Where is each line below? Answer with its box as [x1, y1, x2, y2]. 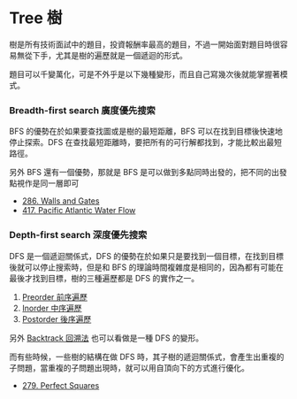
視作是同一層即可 [16, 178, 80, 188]
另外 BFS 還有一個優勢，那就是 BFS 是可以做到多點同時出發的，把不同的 [9, 167, 272, 178]
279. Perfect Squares [21, 380, 100, 390]
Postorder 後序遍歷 [21, 313, 92, 324]
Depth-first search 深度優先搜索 [9, 229, 148, 242]
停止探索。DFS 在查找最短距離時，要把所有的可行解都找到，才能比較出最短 [9, 137, 283, 148]
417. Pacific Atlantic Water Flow [21, 205, 136, 216]
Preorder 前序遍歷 [21, 291, 88, 302]
